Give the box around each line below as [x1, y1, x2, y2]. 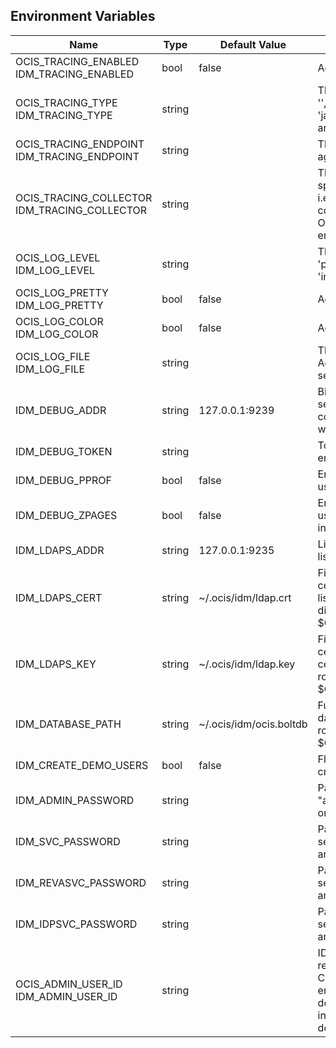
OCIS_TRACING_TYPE [15, 95, 118, 109]
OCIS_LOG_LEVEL [15, 250, 101, 264]
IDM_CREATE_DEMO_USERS [15, 758, 149, 772]
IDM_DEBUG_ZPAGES [15, 508, 118, 522]
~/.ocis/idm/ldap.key [198, 657, 296, 671]
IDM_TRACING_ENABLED [15, 67, 135, 81]
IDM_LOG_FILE [15, 362, 86, 376]
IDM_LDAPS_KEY [15, 657, 97, 671]
